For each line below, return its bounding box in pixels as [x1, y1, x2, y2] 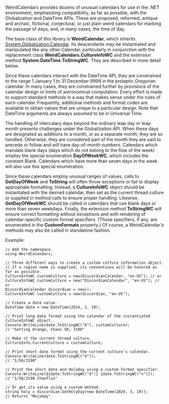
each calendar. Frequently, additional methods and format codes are [5, 100, 148, 106]
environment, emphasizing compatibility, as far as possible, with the [5, 10, 147, 16]
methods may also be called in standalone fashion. [5, 227, 111, 233]
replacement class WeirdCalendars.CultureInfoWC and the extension [5, 52, 151, 58]
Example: [5, 237, 25, 243]
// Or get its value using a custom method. [5, 385, 101, 390]
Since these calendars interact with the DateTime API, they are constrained [5, 73, 161, 78]
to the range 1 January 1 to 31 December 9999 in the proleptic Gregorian [5, 78, 156, 84]
